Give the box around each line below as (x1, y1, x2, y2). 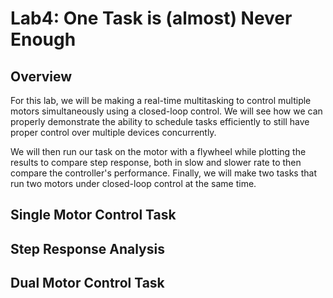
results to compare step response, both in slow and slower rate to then (10, 157, 302, 168)
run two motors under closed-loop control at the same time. (10, 178, 257, 189)
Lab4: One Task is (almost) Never (10, 7, 293, 30)
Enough (10, 28, 77, 51)
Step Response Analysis (10, 240, 165, 257)
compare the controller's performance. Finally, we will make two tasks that (10, 167, 317, 179)
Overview (10, 68, 73, 85)
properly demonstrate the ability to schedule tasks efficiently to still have (10, 116, 310, 127)
